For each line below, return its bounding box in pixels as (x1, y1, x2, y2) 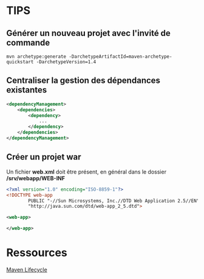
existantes (6, 85, 47, 95)
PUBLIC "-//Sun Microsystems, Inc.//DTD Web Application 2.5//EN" (28, 197, 200, 204)
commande (6, 37, 50, 48)
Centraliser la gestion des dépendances (6, 76, 161, 86)
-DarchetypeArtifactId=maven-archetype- (69, 54, 172, 60)
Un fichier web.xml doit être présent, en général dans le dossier (6, 168, 167, 175)
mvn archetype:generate (6, 54, 67, 60)
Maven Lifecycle (6, 266, 47, 273)
